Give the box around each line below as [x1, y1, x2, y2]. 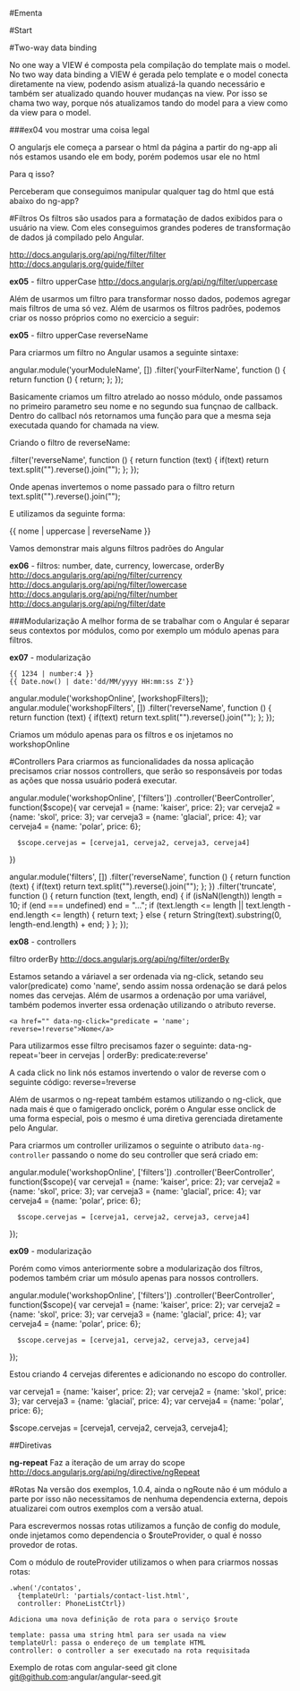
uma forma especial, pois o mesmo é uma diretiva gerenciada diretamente [9, 1114, 284, 1123]
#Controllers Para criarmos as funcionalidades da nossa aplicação [9, 756, 254, 766]
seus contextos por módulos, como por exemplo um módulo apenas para [9, 626, 279, 636]
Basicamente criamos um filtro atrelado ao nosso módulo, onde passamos [9, 391, 283, 402]
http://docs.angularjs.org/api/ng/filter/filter [9, 250, 167, 260]
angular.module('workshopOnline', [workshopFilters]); [9, 693, 209, 704]
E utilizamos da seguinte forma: [9, 508, 125, 518]
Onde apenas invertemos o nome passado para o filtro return [9, 482, 236, 491]
